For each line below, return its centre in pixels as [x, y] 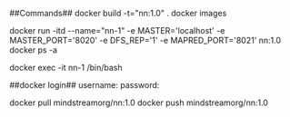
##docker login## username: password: [85, 85]
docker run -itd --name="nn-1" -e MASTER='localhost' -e [117, 30]
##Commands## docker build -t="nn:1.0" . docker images [118, 13]
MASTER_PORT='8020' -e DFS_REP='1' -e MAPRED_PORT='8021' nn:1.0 [145, 40]
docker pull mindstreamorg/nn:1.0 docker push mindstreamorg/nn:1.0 [139, 102]
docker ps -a [33, 50]
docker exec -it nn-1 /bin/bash [66, 68]
